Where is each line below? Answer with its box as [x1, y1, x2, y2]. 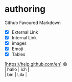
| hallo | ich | [4, 66, 30, 72]
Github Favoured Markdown [4, 20, 61, 26]
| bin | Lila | [4, 72, 27, 78]
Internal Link [11, 35, 37, 40]
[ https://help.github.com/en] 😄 [4, 61, 68, 67]
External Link [11, 29, 38, 35]
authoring [4, 3, 46, 15]
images [11, 40, 27, 46]
